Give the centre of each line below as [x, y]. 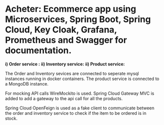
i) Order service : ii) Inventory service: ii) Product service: [65, 64]
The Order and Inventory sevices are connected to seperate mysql [72, 73]
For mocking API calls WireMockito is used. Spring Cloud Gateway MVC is [80, 93]
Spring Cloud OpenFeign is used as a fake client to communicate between [80, 108]
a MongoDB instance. [27, 83]
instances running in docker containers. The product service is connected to [82, 79]
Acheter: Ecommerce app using [70, 9]
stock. [11, 118]
